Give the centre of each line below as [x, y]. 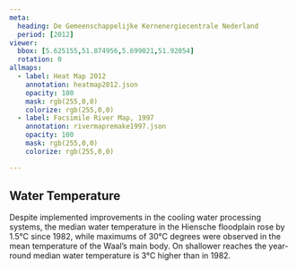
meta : [19, 18]
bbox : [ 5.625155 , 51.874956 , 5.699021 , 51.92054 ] [106, 51]
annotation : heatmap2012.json [82, 85]
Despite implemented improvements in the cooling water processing [135, 218]
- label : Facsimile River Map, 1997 [86, 118]
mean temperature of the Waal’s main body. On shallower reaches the [138, 246]
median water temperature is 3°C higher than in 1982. [132, 256]
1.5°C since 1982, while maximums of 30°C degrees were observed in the [145, 237]
